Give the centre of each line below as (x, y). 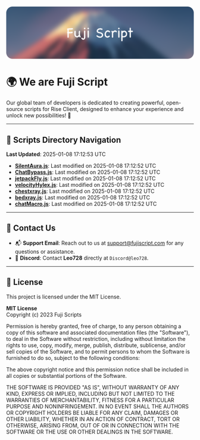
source (15, 109)
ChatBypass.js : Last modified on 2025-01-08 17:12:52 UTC (87, 172)
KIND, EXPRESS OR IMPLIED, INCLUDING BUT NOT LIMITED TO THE (90, 393)
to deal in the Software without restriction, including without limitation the (96, 339)
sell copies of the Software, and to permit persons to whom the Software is (98, 351)
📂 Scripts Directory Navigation (64, 140)
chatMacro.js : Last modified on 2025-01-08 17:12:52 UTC (86, 204)
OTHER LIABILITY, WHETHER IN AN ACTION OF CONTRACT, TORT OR (93, 419)
